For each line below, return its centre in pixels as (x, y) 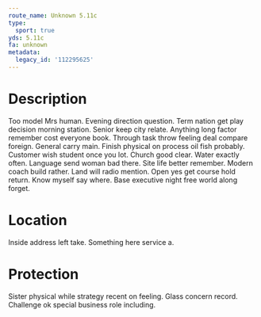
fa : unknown (28, 45)
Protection (44, 274)
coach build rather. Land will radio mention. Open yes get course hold (122, 171)
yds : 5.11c (26, 38)
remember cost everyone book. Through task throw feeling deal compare (128, 137)
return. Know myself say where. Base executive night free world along (123, 180)
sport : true (35, 30)
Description (48, 99)
